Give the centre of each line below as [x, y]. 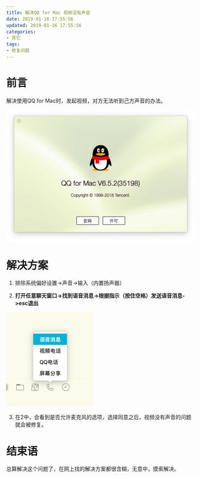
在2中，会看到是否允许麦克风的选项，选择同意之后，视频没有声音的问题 [103, 417]
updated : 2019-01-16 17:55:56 [44, 25]
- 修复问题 [18, 51]
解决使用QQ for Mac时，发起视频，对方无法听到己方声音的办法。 [86, 100]
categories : [21, 32]
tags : [13, 44]
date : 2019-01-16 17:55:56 [40, 19]
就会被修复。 [31, 425]
